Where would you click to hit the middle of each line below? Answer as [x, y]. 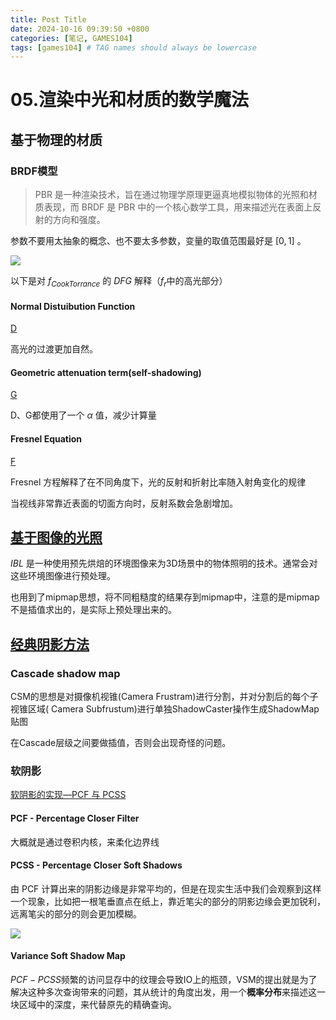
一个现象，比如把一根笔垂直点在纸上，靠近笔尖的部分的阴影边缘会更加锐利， [168, 901]
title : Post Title [48, 19]
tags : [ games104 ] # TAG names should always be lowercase [133, 47]
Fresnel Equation [46, 438]
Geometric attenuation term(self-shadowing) [106, 372]
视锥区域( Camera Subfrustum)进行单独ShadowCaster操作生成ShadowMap [165, 709]
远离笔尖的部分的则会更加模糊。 [76, 913]
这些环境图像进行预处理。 [63, 576]
